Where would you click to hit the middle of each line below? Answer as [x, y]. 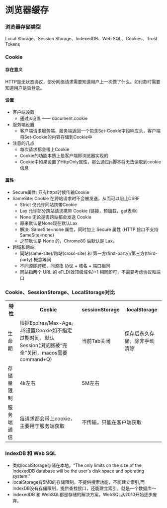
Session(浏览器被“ [41, 346]
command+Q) [36, 360]
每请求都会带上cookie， [47, 419]
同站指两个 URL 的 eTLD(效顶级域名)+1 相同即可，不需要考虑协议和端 [90, 272]
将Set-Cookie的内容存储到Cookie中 [56, 137]
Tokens [13, 44]
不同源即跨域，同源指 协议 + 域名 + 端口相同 [65, 266]
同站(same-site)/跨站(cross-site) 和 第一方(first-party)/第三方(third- [88, 253]
